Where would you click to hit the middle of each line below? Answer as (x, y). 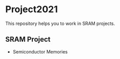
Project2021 (32, 9)
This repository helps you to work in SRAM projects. (60, 23)
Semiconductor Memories (40, 51)
